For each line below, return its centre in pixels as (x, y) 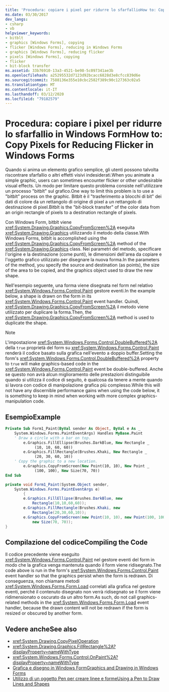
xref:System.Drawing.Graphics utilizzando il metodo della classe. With (77, 233)
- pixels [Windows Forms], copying (43, 57)
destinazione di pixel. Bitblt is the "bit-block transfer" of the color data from (82, 207)
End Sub (13, 475)
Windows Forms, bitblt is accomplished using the (56, 238)
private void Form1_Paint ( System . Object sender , (57, 484)
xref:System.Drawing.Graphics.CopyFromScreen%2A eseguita (70, 227)
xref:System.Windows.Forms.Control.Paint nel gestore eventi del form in (80, 560)
